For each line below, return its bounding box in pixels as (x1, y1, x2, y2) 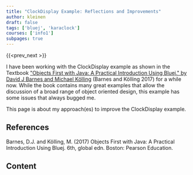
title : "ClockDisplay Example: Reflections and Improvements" (6, 8, 161, 15)
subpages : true (6, 36, 43, 42)
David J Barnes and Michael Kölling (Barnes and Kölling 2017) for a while (6, 76, 182, 83)
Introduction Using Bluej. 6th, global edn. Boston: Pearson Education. (6, 144, 173, 151)
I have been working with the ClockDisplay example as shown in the (6, 63, 170, 70)
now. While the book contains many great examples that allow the (6, 82, 165, 88)
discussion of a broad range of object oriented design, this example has (6, 88, 180, 95)
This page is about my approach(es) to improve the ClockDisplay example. (6, 106, 187, 112)
